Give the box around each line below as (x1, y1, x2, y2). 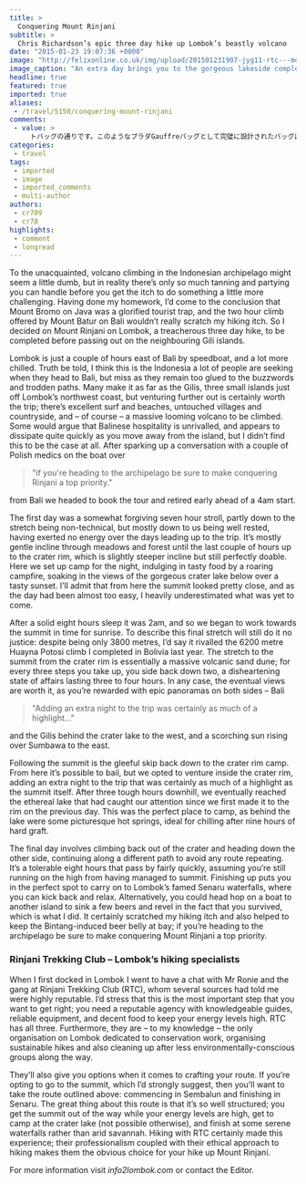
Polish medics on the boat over (9, 450, 126, 461)
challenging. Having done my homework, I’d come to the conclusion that (9, 296, 280, 307)
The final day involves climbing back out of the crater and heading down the (9, 843, 296, 854)
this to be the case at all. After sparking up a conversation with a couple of (9, 440, 289, 452)
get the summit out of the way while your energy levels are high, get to (9, 1107, 275, 1118)
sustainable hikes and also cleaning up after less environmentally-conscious (9, 1042, 296, 1053)
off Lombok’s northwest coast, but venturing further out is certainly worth (9, 391, 285, 402)
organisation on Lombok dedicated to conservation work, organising (9, 1032, 266, 1043)
